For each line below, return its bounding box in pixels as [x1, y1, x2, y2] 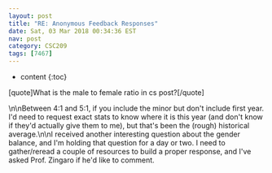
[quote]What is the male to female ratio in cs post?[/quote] [8, 88, 205, 97]
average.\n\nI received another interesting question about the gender [8, 129, 240, 139]
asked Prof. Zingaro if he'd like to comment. [8, 155, 155, 165]
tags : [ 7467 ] [8, 50, 53, 58]
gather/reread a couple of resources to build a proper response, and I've [8, 147, 252, 156]
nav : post [8, 34, 42, 43]
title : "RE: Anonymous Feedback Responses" [8, 19, 159, 28]
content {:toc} [20, 72, 68, 81]
